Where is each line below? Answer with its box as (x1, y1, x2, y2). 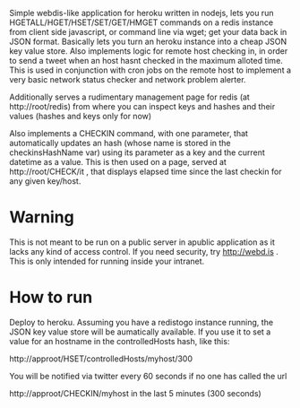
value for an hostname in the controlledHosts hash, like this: (9, 335, 230, 346)
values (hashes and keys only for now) (9, 111, 152, 121)
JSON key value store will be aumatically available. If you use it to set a (9, 326, 271, 337)
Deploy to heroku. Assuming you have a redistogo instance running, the (9, 317, 274, 327)
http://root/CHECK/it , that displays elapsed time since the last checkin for (9, 166, 282, 177)
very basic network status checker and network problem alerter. (9, 74, 246, 84)
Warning (9, 207, 74, 228)
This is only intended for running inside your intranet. (9, 256, 205, 266)
